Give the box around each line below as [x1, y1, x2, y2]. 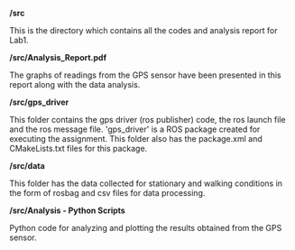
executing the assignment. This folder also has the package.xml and [9, 134, 263, 144]
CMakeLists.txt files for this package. [9, 144, 148, 153]
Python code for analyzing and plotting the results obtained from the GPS [9, 223, 282, 233]
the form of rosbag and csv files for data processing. [9, 188, 206, 198]
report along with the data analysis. [9, 79, 141, 89]
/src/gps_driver [9, 97, 69, 107]
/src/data [9, 161, 45, 171]
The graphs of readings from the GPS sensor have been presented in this [9, 69, 281, 80]
